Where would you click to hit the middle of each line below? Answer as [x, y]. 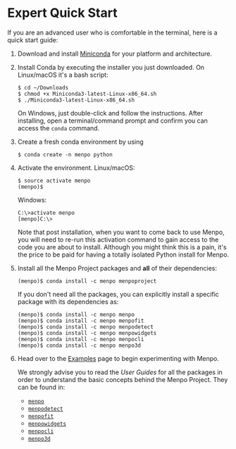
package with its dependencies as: [68, 302]
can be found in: [41, 387]
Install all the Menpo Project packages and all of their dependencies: [117, 268]
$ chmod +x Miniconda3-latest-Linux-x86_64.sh [87, 94]
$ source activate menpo [54, 180]
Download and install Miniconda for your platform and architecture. [115, 54]
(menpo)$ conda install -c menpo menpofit [81, 321]
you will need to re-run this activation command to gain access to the [118, 239]
